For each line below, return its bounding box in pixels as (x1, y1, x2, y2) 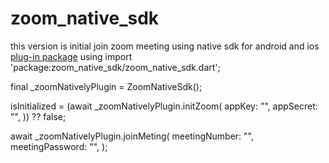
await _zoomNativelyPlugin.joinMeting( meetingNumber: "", (10, 130, 255, 142)
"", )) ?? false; (10, 110, 67, 122)
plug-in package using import (10, 50, 133, 62)
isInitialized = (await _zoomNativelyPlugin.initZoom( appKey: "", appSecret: (10, 100, 318, 112)
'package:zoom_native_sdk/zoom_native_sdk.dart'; (10, 61, 221, 73)
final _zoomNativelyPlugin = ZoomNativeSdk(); (10, 80, 203, 92)
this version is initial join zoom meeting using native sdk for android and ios (10, 40, 320, 52)
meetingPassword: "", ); (10, 140, 108, 152)
